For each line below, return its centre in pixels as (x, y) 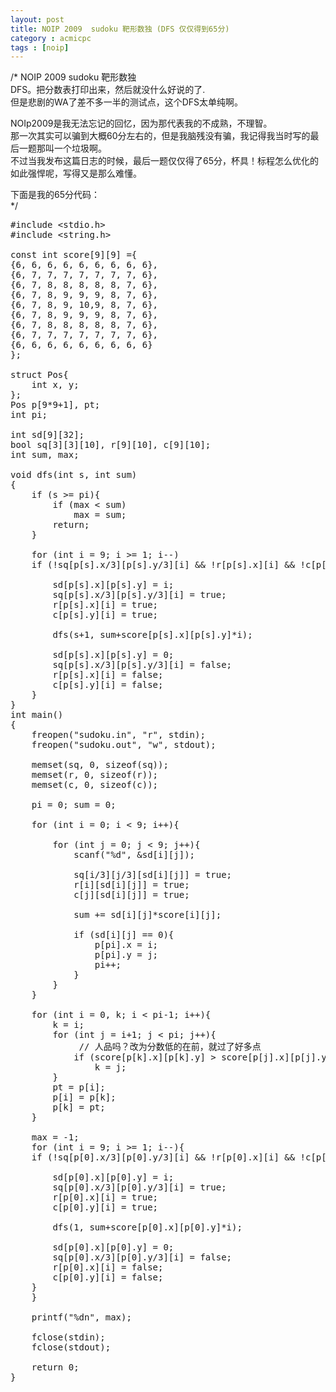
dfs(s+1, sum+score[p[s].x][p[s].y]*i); (152, 635)
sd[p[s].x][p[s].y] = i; (113, 585)
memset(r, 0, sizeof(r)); (95, 775)
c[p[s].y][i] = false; (108, 685)
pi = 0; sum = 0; (74, 805)
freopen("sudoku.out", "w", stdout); (124, 745)
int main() (37, 715)
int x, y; (55, 385)
